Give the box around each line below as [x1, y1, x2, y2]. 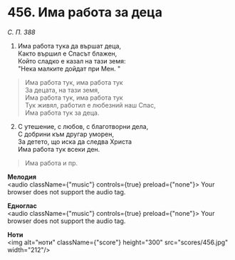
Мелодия [7, 172, 37, 181]
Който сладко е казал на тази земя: [17, 56, 126, 65]
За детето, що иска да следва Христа [17, 137, 132, 146]
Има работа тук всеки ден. [17, 145, 100, 153]
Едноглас [7, 201, 37, 210]
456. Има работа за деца [7, 4, 162, 21]
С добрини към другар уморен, [17, 130, 114, 138]
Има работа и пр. [24, 158, 78, 167]
